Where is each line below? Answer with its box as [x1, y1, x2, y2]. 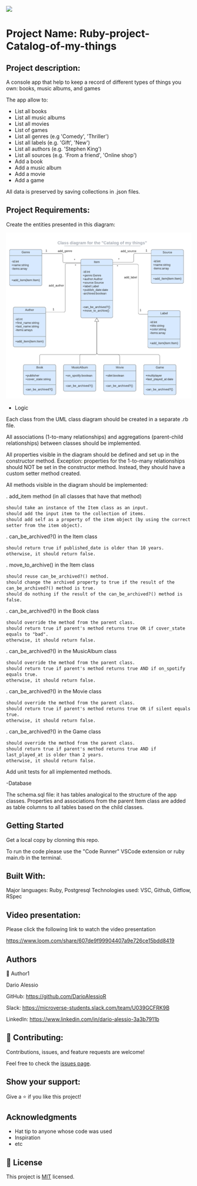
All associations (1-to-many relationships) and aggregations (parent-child [6, 433, 183, 440]
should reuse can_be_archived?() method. [6, 573, 109, 579]
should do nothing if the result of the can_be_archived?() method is [6, 591, 183, 597]
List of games [14, 127, 48, 133]
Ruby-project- [79, 27, 150, 41]
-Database [6, 779, 32, 787]
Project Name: [6, 27, 78, 41]
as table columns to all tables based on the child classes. [6, 803, 144, 811]
